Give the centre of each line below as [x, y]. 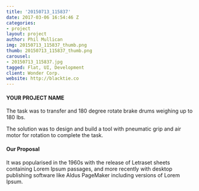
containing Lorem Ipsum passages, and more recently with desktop [89, 169]
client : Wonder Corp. [33, 73]
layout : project [26, 34]
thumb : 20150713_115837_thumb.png [49, 51]
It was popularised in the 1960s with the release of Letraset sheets [88, 162]
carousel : [19, 56]
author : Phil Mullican [34, 40]
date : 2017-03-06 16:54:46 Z [43, 17]
